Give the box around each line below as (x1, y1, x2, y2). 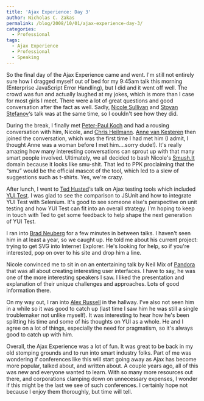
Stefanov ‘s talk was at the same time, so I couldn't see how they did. (6, 110, 178, 117)
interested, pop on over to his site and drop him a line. (6, 249, 142, 256)
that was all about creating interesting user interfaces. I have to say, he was (6, 267, 196, 274)
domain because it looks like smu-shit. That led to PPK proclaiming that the (6, 160, 195, 168)
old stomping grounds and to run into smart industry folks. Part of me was (6, 349, 192, 357)
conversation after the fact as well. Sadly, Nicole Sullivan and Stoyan (6, 103, 178, 110)
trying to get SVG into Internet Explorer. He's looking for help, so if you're (6, 242, 190, 250)
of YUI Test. (6, 218, 37, 225)
